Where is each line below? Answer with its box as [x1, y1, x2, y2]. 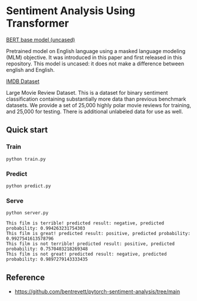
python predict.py [6, 183, 51, 189]
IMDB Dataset [6, 78, 40, 85]
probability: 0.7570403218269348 [6, 246, 88, 252]
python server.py [6, 210, 49, 216]
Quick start [6, 125, 48, 135]
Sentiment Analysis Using [6, 4, 135, 18]
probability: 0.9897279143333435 [6, 256, 88, 263]
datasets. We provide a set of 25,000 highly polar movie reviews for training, [6, 101, 191, 108]
